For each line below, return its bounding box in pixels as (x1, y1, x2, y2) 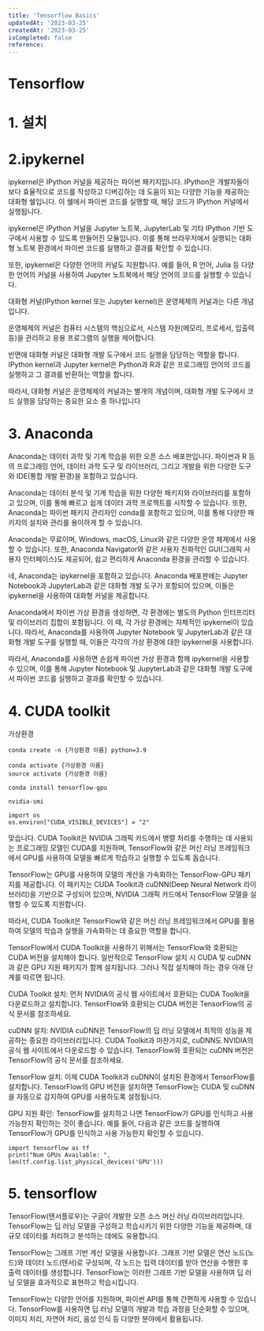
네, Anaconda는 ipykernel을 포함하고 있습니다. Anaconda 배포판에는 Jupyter (8, 571, 248, 581)
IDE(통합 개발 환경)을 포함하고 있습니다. (16, 472, 138, 481)
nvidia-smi (8, 798, 44, 806)
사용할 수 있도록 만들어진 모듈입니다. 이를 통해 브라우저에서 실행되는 (28, 234, 238, 243)
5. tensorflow (8, 1184, 98, 1202)
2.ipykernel (8, 150, 85, 168)
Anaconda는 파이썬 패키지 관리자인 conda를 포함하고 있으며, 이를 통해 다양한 (8, 508, 247, 517)
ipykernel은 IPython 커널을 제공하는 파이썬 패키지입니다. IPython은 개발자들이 (8, 177, 250, 186)
